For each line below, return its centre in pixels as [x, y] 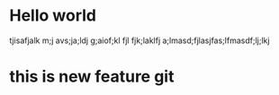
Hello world [53, 16]
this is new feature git [92, 77]
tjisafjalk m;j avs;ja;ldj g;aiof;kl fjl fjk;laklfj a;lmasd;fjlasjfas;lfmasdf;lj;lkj [139, 40]
